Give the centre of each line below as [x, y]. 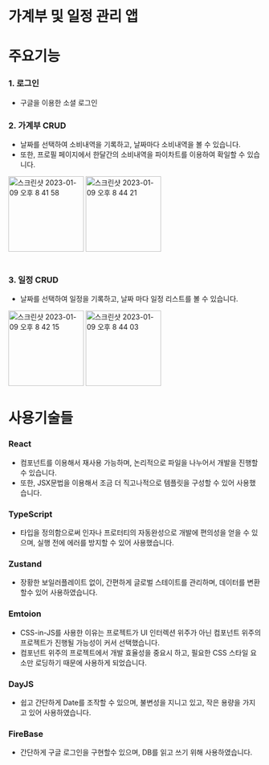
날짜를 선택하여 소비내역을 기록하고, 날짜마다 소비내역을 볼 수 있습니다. [130, 144]
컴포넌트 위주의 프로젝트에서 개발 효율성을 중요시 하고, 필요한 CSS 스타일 [134, 652]
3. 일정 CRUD [33, 280]
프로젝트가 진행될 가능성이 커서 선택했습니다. [90, 642]
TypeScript [31, 514]
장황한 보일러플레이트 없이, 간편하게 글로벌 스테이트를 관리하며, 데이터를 [132, 582]
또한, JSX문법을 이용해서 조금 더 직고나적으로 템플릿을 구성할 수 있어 [127, 483]
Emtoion [25, 614]
